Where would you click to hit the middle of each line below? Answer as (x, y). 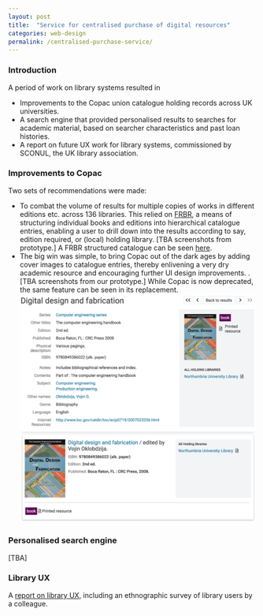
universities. (39, 111)
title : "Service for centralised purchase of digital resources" (119, 25)
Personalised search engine (63, 540)
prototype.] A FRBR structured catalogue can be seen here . (116, 248)
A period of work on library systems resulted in (84, 88)
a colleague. (28, 603)
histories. (35, 136)
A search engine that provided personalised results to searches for (128, 119)
